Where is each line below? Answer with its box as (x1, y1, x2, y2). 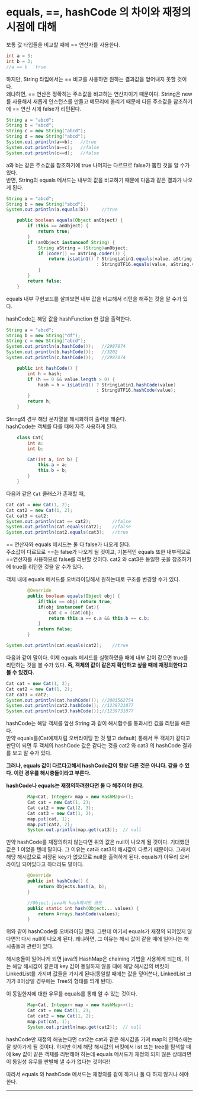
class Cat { (17, 435, 44, 440)
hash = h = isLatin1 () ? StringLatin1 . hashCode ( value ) (37, 382, 176, 388)
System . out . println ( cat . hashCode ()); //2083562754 (6, 697, 134, 703)
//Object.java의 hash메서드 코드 (27, 900, 102, 906)
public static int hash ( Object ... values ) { (27, 905, 139, 911)
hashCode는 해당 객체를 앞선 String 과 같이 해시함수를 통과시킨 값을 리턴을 (6, 719, 179, 727)
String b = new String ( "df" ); (6, 332, 81, 338)
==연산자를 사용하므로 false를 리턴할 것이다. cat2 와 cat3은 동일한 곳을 (6, 556, 171, 563)
